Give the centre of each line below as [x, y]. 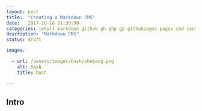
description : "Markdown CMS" [43, 34]
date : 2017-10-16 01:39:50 [43, 23]
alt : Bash [29, 67]
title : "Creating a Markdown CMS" [51, 17]
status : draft [24, 40]
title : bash [32, 73]
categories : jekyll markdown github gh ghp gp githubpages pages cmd [95, 28]
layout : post [23, 12]
